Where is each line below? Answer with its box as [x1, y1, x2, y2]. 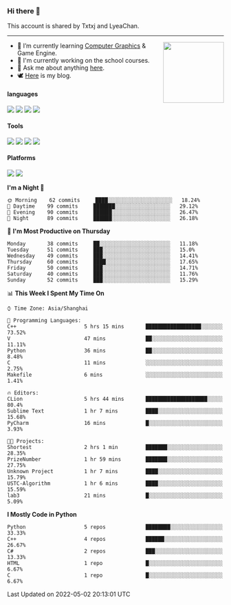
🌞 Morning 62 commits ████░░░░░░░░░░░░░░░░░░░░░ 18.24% [7, 197, 201, 204]
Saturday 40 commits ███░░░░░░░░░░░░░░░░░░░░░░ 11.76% [7, 270, 198, 277]
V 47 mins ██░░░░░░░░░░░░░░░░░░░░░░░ [7, 335, 223, 342]
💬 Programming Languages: [7, 317, 81, 324]
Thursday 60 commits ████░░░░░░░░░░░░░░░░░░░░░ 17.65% [7, 258, 198, 265]
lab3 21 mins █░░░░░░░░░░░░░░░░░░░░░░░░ [7, 492, 223, 499]
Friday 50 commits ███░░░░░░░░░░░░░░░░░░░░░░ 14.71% [7, 264, 198, 271]
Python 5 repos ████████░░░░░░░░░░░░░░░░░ [7, 524, 223, 530]
